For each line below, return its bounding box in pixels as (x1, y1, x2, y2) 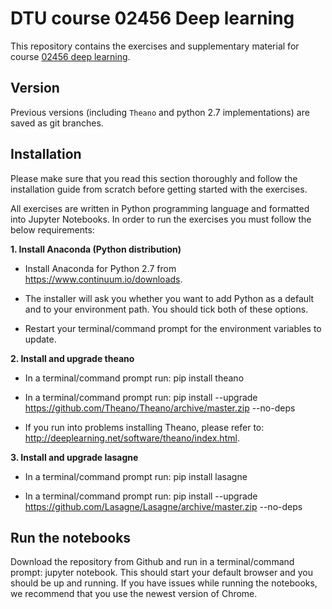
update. (24, 333, 57, 345)
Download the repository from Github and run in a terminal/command (10, 556, 295, 568)
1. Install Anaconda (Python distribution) (10, 243, 182, 255)
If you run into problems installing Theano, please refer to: (24, 421, 265, 433)
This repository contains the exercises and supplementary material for (10, 40, 300, 52)
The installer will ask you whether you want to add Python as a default (24, 292, 315, 304)
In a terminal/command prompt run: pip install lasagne (24, 470, 248, 482)
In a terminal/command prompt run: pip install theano (24, 372, 245, 384)
